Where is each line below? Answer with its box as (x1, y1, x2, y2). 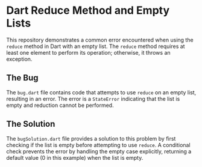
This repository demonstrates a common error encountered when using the (6, 36, 194, 43)
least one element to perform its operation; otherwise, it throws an (6, 49, 171, 56)
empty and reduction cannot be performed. (6, 102, 114, 109)
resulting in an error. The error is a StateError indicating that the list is (6, 95, 180, 102)
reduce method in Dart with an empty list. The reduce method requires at (6, 43, 185, 50)
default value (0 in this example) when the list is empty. (6, 154, 144, 161)
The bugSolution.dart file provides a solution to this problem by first (6, 135, 176, 142)
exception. (6, 55, 33, 62)
